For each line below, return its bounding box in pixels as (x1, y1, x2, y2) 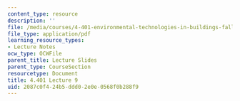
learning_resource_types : (7, 37, 84, 44)
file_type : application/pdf (7, 30, 91, 38)
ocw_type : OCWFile (7, 51, 62, 58)
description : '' (7, 17, 56, 24)
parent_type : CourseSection (7, 63, 91, 70)
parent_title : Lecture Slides (7, 57, 98, 64)
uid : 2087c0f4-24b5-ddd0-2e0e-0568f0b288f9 (7, 83, 139, 90)
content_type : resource (7, 10, 79, 18)
